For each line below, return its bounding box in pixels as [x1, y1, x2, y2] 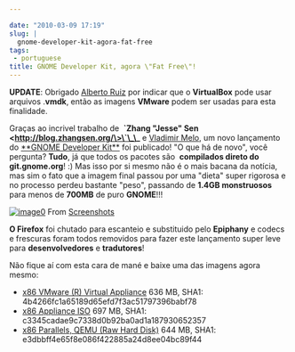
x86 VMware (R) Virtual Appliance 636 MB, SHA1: [21, 287, 204, 297]
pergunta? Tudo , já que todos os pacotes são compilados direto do [9, 151, 259, 161]
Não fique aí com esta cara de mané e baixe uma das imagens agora [9, 260, 260, 270]
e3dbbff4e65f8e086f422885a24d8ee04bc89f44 [21, 334, 203, 344]
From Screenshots [47, 207, 116, 217]
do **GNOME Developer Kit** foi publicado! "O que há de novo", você [9, 142, 268, 152]
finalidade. [9, 106, 48, 116]
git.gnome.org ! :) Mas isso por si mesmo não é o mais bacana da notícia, [9, 161, 278, 171]
